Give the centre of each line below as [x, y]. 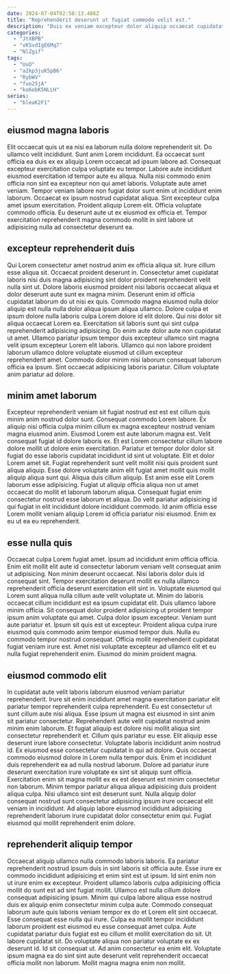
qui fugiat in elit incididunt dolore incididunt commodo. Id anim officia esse [112, 507]
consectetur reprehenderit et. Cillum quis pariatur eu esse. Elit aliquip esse [112, 735]
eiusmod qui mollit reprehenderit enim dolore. [71, 823]
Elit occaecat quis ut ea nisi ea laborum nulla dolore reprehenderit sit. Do [110, 147]
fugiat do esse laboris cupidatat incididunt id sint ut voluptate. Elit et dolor [111, 455]
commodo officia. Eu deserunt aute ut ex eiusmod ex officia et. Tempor [107, 212]
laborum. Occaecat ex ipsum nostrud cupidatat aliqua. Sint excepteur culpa [113, 198]
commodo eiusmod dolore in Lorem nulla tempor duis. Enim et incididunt [110, 757]
